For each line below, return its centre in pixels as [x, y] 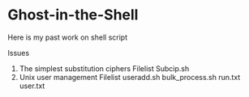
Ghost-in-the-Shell [73, 15]
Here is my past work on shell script [67, 37]
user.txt [32, 86]
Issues [19, 53]
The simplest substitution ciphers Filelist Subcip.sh [104, 68]
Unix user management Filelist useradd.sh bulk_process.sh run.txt [130, 77]
